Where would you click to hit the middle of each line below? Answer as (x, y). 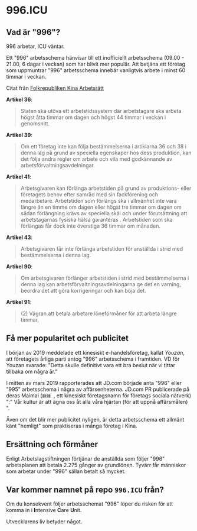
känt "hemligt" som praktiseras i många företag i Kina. (72, 426)
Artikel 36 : (19, 99)
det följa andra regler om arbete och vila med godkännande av (96, 159)
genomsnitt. (35, 124)
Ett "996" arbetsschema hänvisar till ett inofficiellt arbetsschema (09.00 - (95, 58)
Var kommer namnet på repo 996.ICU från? (85, 490)
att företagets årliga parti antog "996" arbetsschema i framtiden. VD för (93, 359)
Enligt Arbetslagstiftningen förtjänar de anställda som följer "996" (86, 458)
